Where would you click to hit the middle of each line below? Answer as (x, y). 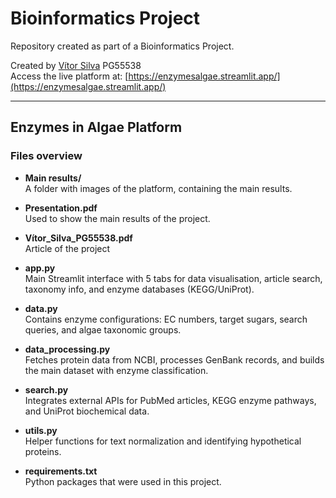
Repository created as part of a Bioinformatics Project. (122, 46)
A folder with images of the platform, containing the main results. (158, 188)
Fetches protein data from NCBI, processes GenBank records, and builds (174, 359)
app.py (40, 268)
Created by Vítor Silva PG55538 (76, 65)
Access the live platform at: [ (69, 76)
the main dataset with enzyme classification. (116, 370)
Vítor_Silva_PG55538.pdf (78, 238)
